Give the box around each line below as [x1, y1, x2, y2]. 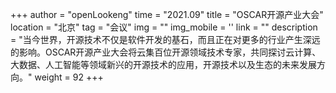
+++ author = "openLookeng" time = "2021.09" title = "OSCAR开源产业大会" [10, 9, 324, 20]
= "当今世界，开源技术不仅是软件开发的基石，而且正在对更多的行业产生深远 [10, 34, 321, 45]
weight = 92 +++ [34, 71, 104, 83]
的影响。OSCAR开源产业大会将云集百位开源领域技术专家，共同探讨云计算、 [10, 46, 322, 58]
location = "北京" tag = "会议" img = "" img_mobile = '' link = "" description [10, 21, 318, 33]
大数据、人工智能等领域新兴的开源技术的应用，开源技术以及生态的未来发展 [10, 59, 317, 70]
